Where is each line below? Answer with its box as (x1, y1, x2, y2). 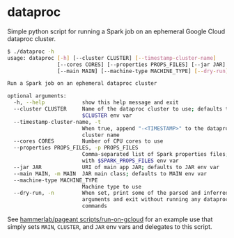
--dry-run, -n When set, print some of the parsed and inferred (13, 189, 229, 197)
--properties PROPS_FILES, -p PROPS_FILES (13, 144, 139, 152)
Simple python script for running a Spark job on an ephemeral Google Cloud (7, 27, 226, 35)
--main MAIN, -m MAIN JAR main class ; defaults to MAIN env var (13, 170, 208, 177)
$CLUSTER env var (81, 112, 132, 119)
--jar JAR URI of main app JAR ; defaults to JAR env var (13, 164, 219, 170)
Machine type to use (81, 183, 141, 190)
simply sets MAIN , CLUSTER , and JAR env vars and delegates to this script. (7, 223, 212, 231)
